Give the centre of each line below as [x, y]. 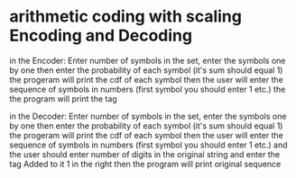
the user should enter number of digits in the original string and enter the [145, 154]
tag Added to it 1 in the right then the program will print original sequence [145, 164]
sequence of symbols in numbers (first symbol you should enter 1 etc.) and [148, 145]
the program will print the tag [63, 98]
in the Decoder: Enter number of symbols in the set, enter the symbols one [148, 116]
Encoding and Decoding [101, 36]
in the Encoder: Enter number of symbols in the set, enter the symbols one [148, 60]
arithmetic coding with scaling [125, 17]
